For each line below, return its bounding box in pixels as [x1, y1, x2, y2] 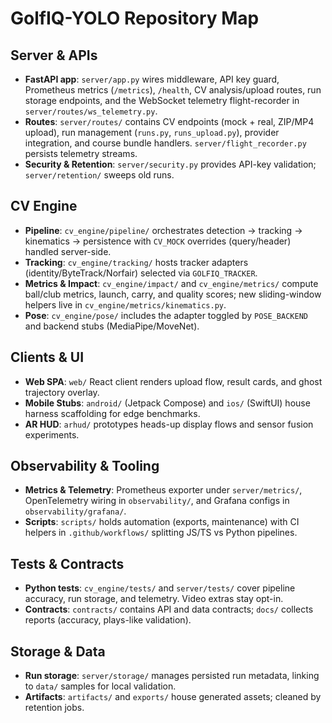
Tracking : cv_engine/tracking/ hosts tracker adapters [24, 256, 249, 268]
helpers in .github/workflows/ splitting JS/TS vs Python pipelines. [24, 527, 298, 539]
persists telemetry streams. [24, 148, 138, 159]
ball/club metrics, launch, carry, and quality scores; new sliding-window [24, 288, 322, 300]
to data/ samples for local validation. [24, 680, 177, 692]
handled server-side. [24, 245, 112, 257]
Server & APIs [10, 47, 98, 64]
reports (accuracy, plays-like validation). [24, 614, 192, 626]
